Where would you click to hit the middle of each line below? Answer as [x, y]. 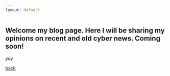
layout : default [22, 10]
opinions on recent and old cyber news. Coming [83, 39]
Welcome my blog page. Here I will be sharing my [85, 31]
